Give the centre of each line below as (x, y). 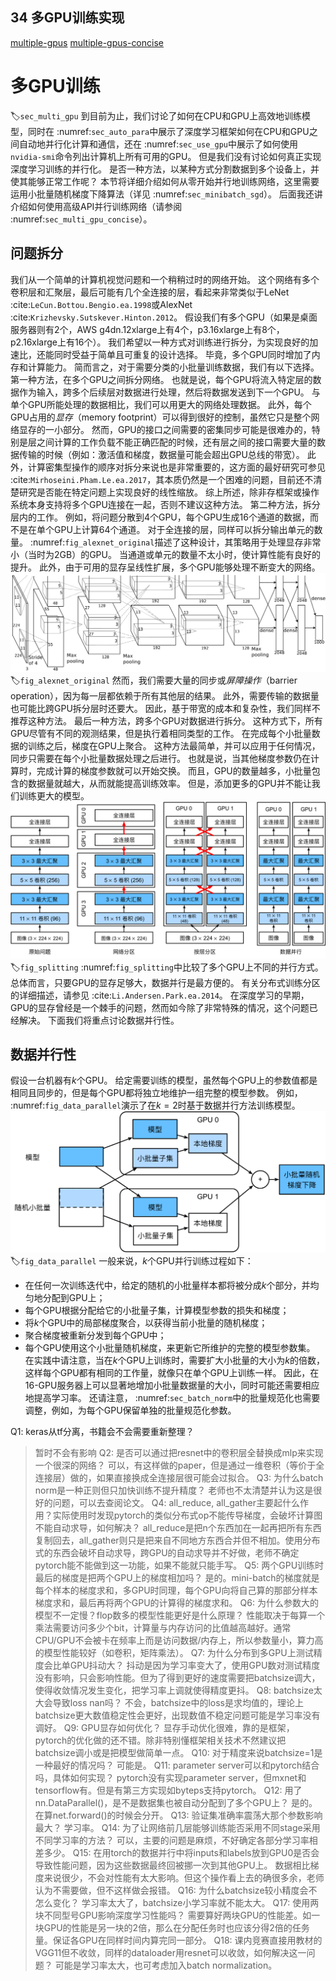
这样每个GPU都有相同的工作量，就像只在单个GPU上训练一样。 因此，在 (172, 1373)
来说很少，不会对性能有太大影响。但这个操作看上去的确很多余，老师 (184, 1878)
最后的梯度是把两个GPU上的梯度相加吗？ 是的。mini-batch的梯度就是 (177, 1578)
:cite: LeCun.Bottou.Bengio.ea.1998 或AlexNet (101, 304)
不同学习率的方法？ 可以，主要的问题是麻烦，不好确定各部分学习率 (172, 1840)
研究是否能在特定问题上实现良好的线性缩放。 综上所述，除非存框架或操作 (169, 492)
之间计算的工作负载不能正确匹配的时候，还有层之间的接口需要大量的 (176, 442)
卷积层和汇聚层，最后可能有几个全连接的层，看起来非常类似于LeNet (150, 292)
